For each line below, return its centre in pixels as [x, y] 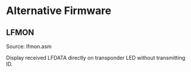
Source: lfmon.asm [29, 46]
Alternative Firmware [59, 11]
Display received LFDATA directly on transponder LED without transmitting [96, 58]
